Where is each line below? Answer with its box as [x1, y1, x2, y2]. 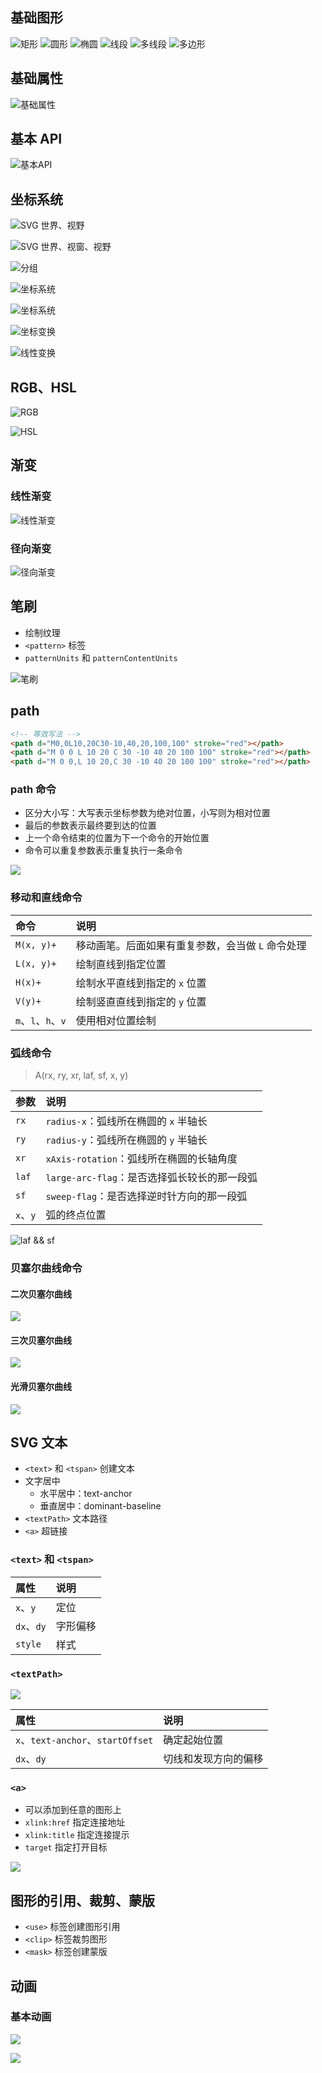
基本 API [10, 131, 63, 148]
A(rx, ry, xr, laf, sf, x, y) [34, 1069, 129, 1082]
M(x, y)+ [15, 939, 57, 950]
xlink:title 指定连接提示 [24, 1829, 130, 1841]
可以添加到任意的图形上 [24, 1804, 122, 1816]
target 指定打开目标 [24, 1841, 108, 1853]
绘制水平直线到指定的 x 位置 [75, 976, 207, 990]
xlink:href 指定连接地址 [24, 1816, 126, 1828]
